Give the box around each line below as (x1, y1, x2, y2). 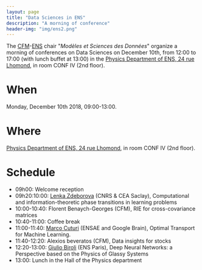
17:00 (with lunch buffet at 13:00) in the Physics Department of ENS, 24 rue (6, 55, 195, 62)
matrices (15, 212, 38, 219)
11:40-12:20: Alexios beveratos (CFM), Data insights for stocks (15, 237, 172, 245)
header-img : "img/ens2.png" (6, 25, 78, 32)
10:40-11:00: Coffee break (15, 218, 80, 225)
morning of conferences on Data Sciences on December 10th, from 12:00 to (6, 49, 197, 56)
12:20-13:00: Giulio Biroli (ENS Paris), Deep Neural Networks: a (15, 244, 173, 251)
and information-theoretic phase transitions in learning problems (15, 198, 178, 206)
